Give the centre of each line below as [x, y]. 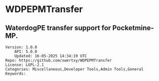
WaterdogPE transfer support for [58, 28]
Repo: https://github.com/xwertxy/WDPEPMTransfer [59, 60]
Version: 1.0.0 [21, 47]
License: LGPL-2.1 [25, 65]
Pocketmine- [133, 28]
